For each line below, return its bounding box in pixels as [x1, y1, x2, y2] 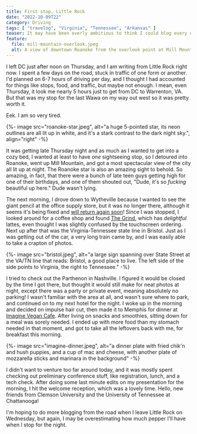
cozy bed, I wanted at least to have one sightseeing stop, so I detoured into [6, 153, 188, 160]
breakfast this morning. [6, 331, 63, 338]
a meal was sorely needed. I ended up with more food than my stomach [6, 318, 179, 325]
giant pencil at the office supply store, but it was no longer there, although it [6, 202, 189, 209]
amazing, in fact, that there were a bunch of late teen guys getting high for [6, 171, 186, 179]
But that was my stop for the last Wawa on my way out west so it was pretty [6, 94, 189, 101]
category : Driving [6, 19, 51, 25]
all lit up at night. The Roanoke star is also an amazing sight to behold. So [6, 166, 183, 173]
